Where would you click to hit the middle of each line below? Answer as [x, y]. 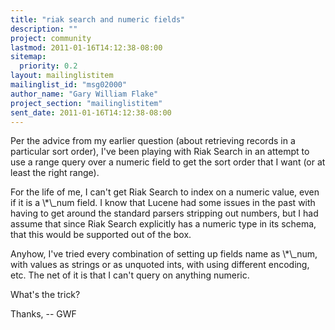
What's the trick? [45, 295]
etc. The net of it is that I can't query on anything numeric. [130, 275]
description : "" [44, 29]
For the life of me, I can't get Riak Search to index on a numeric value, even [165, 192]
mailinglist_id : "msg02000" [69, 85]
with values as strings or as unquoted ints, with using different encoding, [160, 265]
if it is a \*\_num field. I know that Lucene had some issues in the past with [163, 203]
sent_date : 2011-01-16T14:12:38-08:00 [91, 112]
